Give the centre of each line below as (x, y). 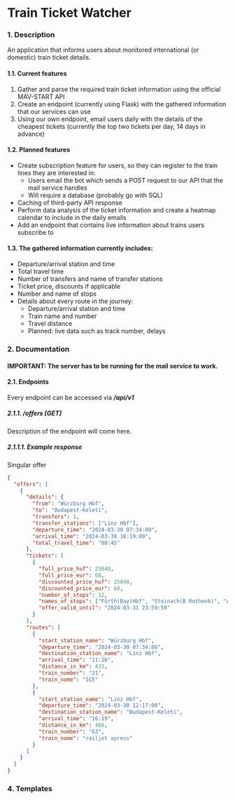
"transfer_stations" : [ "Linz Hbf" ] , (86, 523)
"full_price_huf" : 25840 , (76, 569)
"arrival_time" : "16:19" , (76, 719)
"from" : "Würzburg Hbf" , (69, 504)
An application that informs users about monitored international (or (103, 50)
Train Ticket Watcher (69, 13)
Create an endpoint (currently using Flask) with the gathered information (122, 104)
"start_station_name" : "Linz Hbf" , (90, 699)
